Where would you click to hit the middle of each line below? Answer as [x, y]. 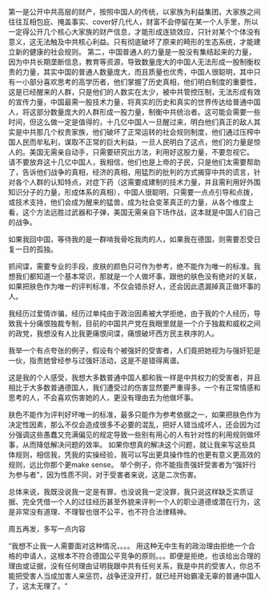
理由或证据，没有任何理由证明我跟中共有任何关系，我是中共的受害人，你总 [131, 566]
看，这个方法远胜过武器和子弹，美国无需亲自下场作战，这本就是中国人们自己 [134, 212]
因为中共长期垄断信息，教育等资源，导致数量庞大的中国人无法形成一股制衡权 [134, 62]
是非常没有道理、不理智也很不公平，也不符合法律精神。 [99, 512]
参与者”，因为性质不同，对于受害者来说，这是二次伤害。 [108, 475]
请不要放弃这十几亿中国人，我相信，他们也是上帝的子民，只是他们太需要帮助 [134, 162]
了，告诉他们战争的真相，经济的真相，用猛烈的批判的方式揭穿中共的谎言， [131, 172]
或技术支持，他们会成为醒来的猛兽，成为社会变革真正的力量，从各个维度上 [131, 202]
